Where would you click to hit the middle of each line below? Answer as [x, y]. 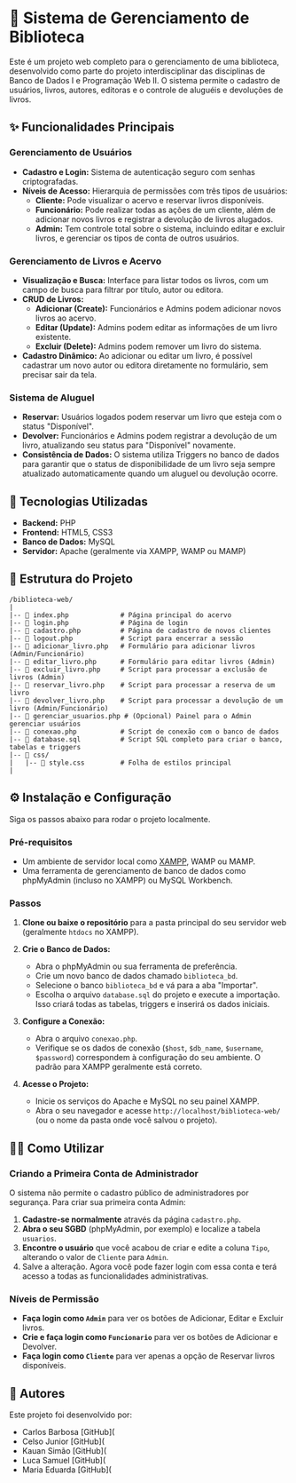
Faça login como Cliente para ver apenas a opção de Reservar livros [148, 1356]
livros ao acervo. [66, 318]
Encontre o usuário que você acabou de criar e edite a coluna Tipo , [146, 1248]
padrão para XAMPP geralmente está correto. [118, 1067]
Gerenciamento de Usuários [71, 153]
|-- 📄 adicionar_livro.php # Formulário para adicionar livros [132, 646]
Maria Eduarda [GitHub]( [67, 1470]
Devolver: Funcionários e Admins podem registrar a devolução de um [149, 436]
